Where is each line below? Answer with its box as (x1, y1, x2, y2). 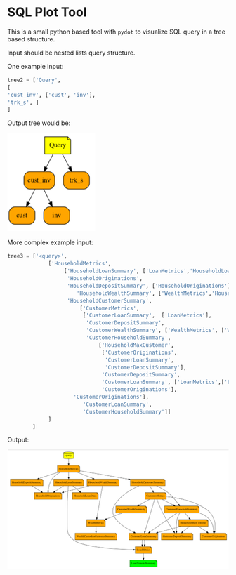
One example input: (7, 62, 64, 70)
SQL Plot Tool (7, 4, 87, 20)
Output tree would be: (7, 119, 71, 127)
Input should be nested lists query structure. (7, 48, 136, 57)
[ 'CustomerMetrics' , (79, 305, 140, 312)
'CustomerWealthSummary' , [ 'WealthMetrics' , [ (85, 327, 225, 334)
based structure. (7, 34, 55, 43)
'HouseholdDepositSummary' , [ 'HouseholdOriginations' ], (67, 282, 234, 289)
